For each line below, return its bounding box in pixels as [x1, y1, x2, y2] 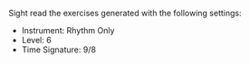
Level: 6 [21, 35, 52, 45]
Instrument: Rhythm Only [21, 25, 115, 35]
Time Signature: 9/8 [21, 44, 97, 55]
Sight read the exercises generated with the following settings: [8, 8, 242, 18]
